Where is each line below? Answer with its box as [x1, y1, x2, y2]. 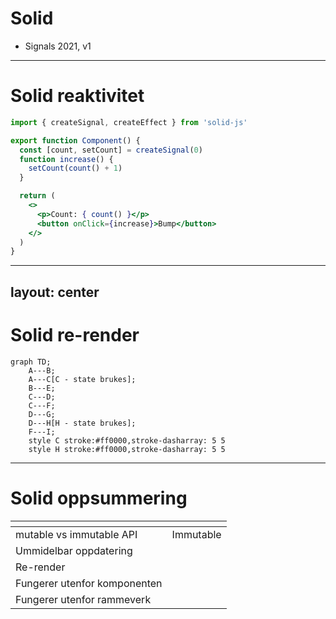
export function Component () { [10, 135, 141, 146]
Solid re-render [10, 323, 140, 346]
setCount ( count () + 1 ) [28, 163, 123, 174]
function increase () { [19, 154, 114, 164]
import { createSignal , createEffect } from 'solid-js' [10, 117, 248, 127]
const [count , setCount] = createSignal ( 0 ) [19, 145, 203, 155]
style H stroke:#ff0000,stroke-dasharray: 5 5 [28, 444, 226, 454]
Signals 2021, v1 [24, 40, 92, 52]
